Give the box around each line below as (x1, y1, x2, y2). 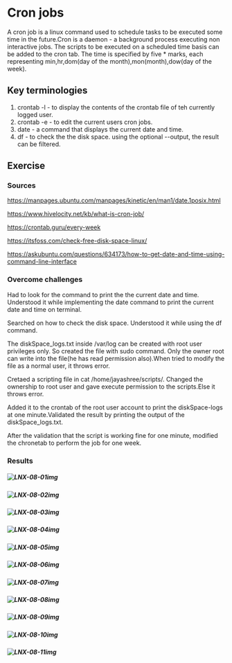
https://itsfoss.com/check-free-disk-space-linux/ (7, 237, 148, 245)
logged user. (17, 110, 53, 118)
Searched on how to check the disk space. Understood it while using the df (7, 319, 222, 327)
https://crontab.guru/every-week (7, 223, 101, 231)
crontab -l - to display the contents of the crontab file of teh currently (17, 103, 215, 112)
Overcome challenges (7, 275, 83, 285)
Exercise (7, 160, 46, 172)
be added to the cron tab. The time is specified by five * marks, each (7, 50, 204, 58)
